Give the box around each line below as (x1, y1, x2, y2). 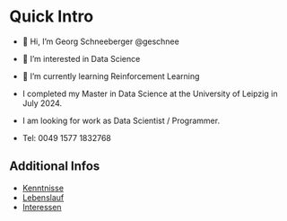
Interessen (22, 201, 62, 212)
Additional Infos (9, 159, 100, 174)
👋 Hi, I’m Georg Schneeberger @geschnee (22, 36, 179, 47)
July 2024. (22, 97, 63, 109)
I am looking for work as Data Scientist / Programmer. (22, 115, 221, 126)
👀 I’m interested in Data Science (22, 53, 141, 64)
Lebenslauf (22, 191, 65, 203)
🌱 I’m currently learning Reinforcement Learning (22, 70, 200, 82)
